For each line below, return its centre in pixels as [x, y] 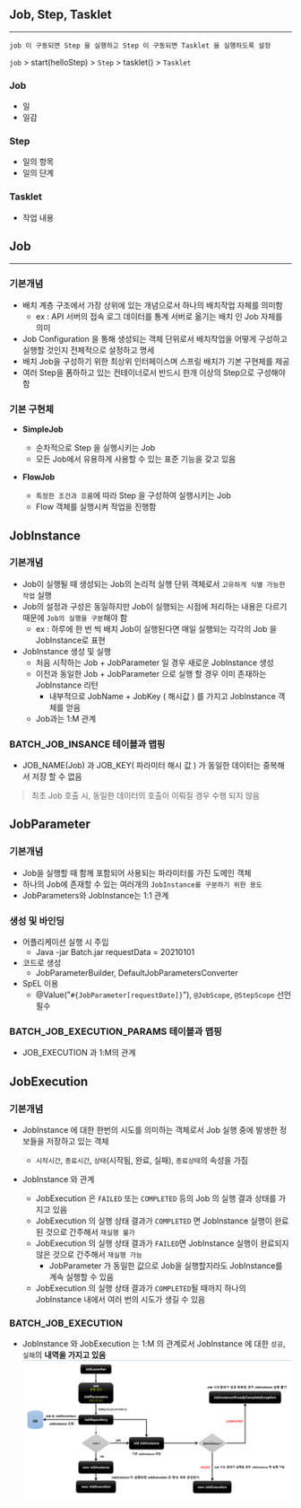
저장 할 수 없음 [57, 776]
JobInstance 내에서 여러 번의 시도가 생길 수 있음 [120, 1300]
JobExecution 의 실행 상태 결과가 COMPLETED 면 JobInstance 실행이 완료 [162, 1221]
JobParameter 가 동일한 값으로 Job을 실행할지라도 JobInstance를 [166, 1266]
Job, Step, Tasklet [60, 15]
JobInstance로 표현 [70, 640]
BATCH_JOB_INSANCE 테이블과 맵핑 [87, 744]
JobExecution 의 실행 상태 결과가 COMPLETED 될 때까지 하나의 [141, 1288]
